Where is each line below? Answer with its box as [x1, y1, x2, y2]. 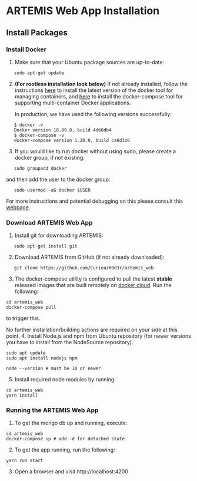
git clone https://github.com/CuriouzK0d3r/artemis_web [14, 265, 154, 271]
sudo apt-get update [14, 70, 65, 76]
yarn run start [6, 458, 44, 464]
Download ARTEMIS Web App [6, 218, 93, 226]
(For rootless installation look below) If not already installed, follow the [14, 80, 188, 87]
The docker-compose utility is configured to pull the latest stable [14, 275, 172, 282]
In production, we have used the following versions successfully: [14, 110, 172, 117]
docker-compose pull [6, 305, 57, 311]
